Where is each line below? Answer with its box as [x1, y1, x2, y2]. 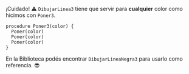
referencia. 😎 [5, 62, 40, 69]
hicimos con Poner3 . [5, 12, 56, 19]
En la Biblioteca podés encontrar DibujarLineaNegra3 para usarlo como [5, 55, 183, 62]
